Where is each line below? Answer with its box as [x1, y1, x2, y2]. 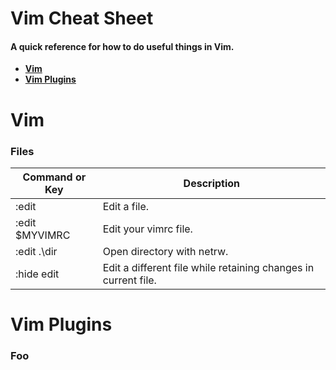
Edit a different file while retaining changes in [102, 260, 315, 274]
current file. [102, 273, 157, 287]
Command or [22, 170, 87, 184]
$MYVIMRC [15, 228, 71, 242]
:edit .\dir [15, 244, 58, 258]
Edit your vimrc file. [102, 222, 193, 236]
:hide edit [15, 267, 60, 281]
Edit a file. [102, 199, 150, 213]
